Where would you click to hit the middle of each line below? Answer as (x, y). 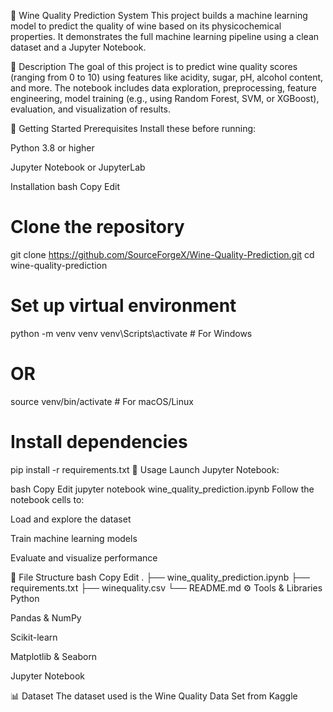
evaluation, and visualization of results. (90, 109)
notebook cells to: (47, 499)
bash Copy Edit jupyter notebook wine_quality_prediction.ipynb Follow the (162, 489)
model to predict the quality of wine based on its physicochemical (146, 26)
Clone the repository (97, 227)
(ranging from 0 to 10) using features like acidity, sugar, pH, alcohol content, (167, 77)
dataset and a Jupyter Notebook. (78, 47)
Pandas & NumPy (46, 617)
